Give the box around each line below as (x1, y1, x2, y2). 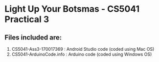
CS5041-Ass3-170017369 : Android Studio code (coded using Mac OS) (11, 46, 155, 52)
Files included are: (4, 33, 62, 41)
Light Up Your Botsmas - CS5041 (4, 3, 140, 15)
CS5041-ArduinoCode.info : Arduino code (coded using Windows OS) (11, 51, 152, 57)
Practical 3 (4, 14, 49, 25)
